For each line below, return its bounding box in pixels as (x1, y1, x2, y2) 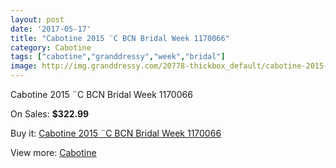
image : (10, 61, 38, 71)
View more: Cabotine (10, 147, 97, 158)
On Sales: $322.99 (10, 108, 90, 120)
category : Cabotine (10, 42, 92, 53)
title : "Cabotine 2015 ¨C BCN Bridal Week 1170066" (10, 33, 230, 43)
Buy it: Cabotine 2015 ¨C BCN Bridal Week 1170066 (10, 127, 222, 139)
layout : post (10, 14, 65, 25)
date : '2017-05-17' (10, 24, 92, 34)
